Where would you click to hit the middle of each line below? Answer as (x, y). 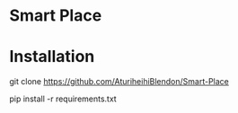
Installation (52, 57)
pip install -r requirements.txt (63, 99)
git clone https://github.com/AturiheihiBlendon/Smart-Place (119, 82)
